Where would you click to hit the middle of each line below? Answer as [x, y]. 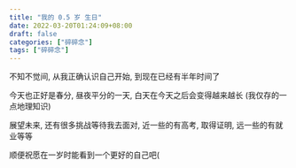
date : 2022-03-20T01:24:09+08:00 [71, 26]
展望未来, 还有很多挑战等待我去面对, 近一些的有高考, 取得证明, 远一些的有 [142, 126]
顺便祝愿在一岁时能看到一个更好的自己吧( [85, 155]
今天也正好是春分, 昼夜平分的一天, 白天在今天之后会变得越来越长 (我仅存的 [144, 95]
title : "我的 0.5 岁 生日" [55, 17]
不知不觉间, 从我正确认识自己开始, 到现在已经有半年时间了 [114, 77]
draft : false [33, 34]
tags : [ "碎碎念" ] [39, 50]
